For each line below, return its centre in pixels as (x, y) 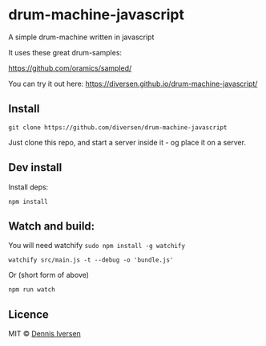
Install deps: (28, 187)
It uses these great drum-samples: (65, 52)
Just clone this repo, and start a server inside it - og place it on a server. (127, 142)
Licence (29, 314)
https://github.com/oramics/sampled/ (70, 68)
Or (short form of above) (49, 275)
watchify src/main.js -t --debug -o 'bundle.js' (91, 260)
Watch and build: (52, 226)
